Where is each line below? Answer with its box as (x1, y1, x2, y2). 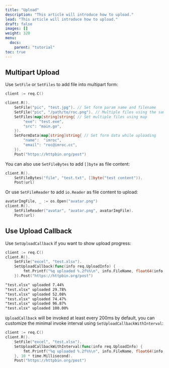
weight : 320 (5, 31, 30, 36)
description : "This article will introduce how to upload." (5, 12, 134, 17)
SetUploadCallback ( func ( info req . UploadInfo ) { (14, 264, 116, 269)
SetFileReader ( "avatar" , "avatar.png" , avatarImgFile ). (14, 208, 134, 213)
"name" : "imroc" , (23, 138, 62, 143)
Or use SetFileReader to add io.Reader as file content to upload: (5, 189, 138, 195)
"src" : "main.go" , (23, 124, 62, 129)
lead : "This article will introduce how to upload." (5, 17, 118, 22)
